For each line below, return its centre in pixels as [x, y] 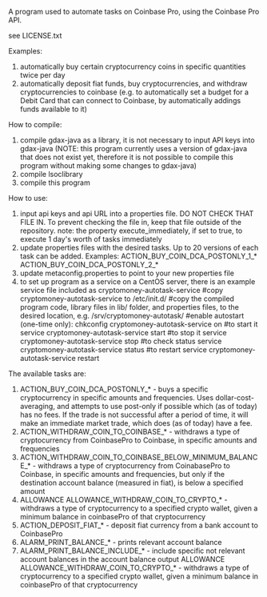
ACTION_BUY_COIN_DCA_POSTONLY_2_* [89, 264]
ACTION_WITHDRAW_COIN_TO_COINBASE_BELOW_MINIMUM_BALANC [139, 457]
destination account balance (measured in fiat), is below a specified [132, 483]
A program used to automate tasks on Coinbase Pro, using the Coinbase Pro [134, 12]
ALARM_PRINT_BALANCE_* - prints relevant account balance [121, 542]
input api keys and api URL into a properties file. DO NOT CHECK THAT [137, 214]
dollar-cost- [235, 398]
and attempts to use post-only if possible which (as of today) [157, 406]
